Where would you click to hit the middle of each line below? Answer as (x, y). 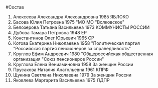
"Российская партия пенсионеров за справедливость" (72, 48)
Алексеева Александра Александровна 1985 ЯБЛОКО (71, 17)
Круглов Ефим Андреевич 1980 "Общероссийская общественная (83, 54)
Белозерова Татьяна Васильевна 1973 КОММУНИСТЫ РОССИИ (81, 27)
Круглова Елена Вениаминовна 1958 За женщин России (73, 64)
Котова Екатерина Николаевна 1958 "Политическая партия (76, 43)
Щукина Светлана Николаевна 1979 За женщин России (72, 75)
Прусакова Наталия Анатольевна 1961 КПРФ (61, 70)
